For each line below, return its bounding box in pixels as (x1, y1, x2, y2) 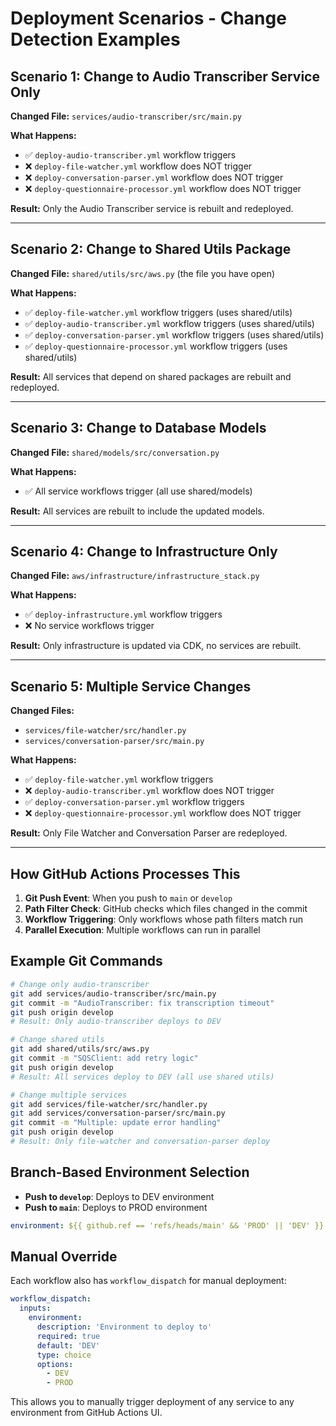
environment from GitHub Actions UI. (10, 1407, 163, 1419)
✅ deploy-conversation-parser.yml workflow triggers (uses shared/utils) (24, 328, 325, 341)
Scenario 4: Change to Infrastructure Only (10, 543, 278, 561)
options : (36, 1359, 74, 1369)
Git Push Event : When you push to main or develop (24, 892, 233, 904)
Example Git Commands (10, 953, 163, 970)
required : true (36, 1331, 101, 1341)
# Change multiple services (10, 1090, 128, 1100)
